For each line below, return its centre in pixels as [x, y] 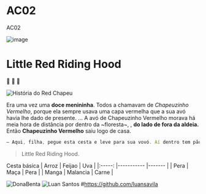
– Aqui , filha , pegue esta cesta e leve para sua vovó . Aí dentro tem [98, 142]
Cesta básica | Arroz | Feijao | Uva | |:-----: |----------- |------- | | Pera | [97, 165]
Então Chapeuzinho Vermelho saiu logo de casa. [69, 131]
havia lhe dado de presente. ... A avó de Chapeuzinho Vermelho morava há [101, 118]
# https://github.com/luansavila [119, 184]
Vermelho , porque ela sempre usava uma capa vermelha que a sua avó [96, 111]
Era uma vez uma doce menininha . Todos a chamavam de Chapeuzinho [97, 105]
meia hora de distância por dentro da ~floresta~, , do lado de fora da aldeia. [103, 124]
